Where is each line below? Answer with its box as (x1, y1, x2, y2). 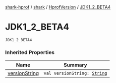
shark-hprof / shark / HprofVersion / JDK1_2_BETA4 (5, 4, 111, 10)
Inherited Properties (5, 49, 55, 55)
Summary (63, 61, 88, 68)
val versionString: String (44, 71, 108, 76)
